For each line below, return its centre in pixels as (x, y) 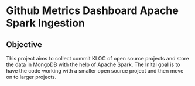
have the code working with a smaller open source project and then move (95, 71)
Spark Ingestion (46, 23)
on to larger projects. (31, 77)
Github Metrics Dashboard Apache (92, 11)
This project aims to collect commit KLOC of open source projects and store (97, 58)
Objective (24, 44)
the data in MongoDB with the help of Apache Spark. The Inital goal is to (93, 64)
